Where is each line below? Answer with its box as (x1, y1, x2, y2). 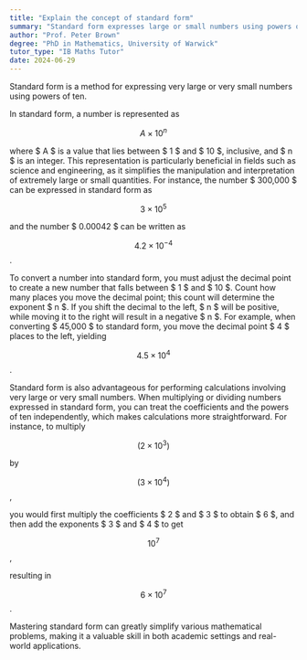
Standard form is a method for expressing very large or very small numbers (9, 81, 293, 91)
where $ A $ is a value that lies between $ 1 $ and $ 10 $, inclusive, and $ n (9, 145, 293, 156)
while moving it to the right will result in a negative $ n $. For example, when (9, 311, 296, 322)
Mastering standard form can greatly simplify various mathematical (9, 621, 262, 632)
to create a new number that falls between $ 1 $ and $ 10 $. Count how (9, 282, 277, 293)
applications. (32, 641, 81, 652)
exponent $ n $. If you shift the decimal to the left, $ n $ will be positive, (9, 301, 280, 312)
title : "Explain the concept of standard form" (9, 13, 195, 23)
